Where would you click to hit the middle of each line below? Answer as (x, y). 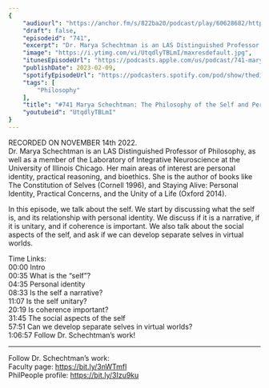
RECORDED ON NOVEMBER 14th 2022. (73, 142)
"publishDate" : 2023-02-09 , (69, 68)
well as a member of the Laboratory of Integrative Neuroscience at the (124, 159)
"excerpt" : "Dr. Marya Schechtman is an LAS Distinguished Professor (141, 46)
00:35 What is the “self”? (50, 275)
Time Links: (27, 258)
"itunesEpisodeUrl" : (57, 61)
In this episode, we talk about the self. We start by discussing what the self (131, 209)
